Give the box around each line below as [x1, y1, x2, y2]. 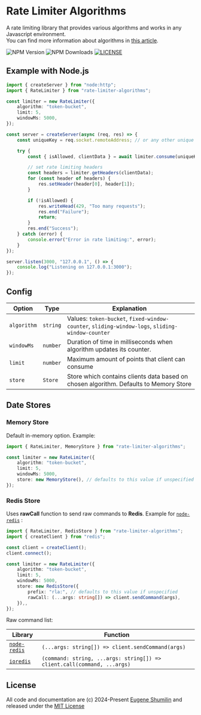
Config [6, 287, 32, 297]
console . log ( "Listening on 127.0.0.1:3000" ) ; [17, 264, 133, 270]
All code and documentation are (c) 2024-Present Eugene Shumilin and [6, 696, 182, 704]
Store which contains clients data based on [66, 372, 188, 380]
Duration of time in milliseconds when [66, 338, 173, 346]
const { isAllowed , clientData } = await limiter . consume [28, 153, 175, 160]
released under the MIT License [6, 702, 85, 710]
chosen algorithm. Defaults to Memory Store [66, 380, 191, 388]
